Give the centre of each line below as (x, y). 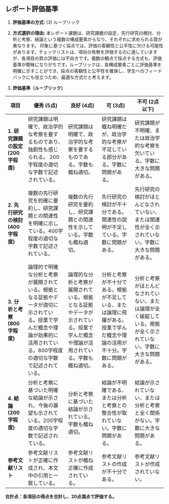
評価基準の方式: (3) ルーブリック (46, 22)
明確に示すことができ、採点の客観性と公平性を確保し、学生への (78, 71)
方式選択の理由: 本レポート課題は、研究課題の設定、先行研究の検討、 (84, 33)
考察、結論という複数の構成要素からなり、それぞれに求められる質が (92, 39)
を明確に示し (43, 223)
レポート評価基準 (32, 9)
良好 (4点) (82, 105)
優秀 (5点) (46, 105)
